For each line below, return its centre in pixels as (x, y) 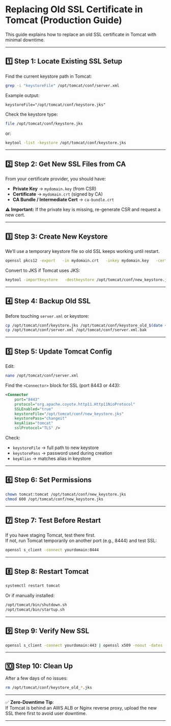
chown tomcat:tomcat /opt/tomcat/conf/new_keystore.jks (66, 494)
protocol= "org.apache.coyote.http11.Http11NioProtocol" (75, 404)
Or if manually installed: (30, 595)
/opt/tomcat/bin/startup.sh (35, 610)
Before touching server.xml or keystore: (47, 316)
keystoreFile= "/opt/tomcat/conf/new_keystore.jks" (69, 414)
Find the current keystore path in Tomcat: (49, 76)
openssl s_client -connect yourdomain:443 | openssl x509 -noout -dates (84, 645)
